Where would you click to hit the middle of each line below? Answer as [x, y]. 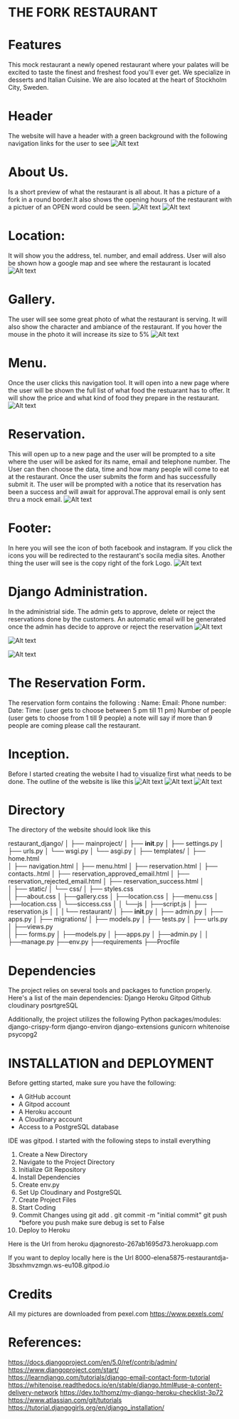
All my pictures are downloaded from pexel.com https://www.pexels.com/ [116, 1314]
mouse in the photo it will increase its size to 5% [79, 334]
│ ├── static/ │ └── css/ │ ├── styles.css [71, 889]
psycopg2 [23, 1035]
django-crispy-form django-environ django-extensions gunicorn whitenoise [119, 1027]
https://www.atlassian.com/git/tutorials [65, 1400]
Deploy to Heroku [44, 1230]
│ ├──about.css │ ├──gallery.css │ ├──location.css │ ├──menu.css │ [113, 896]
